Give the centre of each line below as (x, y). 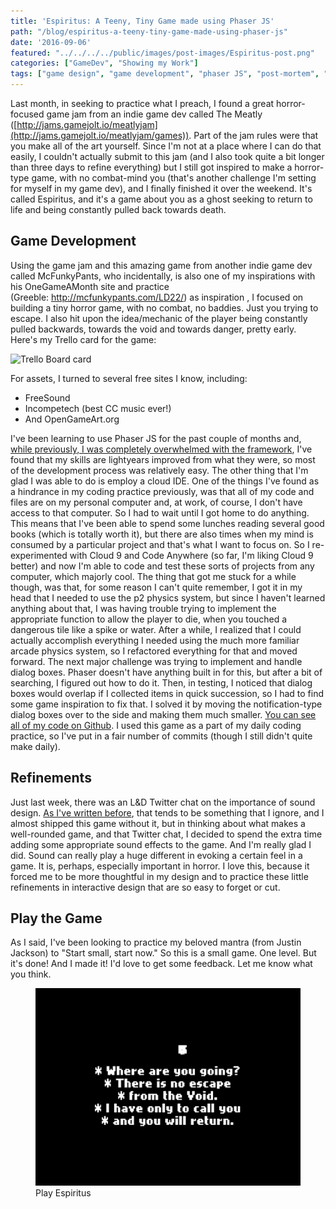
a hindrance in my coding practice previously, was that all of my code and (162, 491)
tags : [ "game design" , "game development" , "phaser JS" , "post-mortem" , (165, 74)
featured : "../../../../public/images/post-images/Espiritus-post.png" (162, 53)
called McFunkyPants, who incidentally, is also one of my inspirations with (163, 276)
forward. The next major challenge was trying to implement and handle (156, 661)
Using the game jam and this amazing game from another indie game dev (161, 265)
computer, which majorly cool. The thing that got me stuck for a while (153, 576)
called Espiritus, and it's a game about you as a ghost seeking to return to (161, 199)
